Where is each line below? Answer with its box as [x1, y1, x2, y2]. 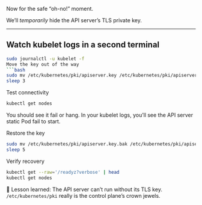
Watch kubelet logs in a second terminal [6, 40, 160, 50]
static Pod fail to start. [6, 118, 61, 125]
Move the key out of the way [6, 61, 79, 67]
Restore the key [6, 129, 45, 137]
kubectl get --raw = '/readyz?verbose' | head [6, 169, 120, 175]
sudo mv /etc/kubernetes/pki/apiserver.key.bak [6, 141, 128, 147]
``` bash [6, 67, 26, 73]
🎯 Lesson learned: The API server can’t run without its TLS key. [6, 186, 162, 193]
